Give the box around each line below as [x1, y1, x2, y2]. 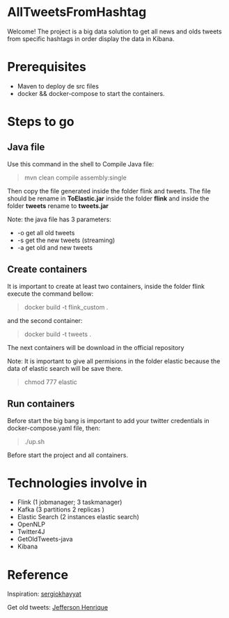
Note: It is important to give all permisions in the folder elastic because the [7, 356, 221, 365]
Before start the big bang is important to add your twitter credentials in [7, 416, 210, 425]
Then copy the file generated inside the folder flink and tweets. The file [7, 187, 211, 195]
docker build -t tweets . [24, 330, 92, 338]
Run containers [7, 398, 75, 410]
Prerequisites [7, 59, 87, 75]
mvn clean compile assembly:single [24, 173, 127, 182]
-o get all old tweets [17, 228, 75, 237]
